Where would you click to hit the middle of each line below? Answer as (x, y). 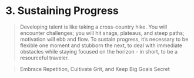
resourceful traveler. (44, 58)
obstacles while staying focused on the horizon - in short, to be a (98, 51)
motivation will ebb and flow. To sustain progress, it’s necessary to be (104, 39)
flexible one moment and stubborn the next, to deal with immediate (101, 45)
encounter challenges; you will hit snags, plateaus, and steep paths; (102, 33)
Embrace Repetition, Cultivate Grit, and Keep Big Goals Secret (95, 69)
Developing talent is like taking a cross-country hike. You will (93, 27)
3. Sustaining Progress (62, 11)
